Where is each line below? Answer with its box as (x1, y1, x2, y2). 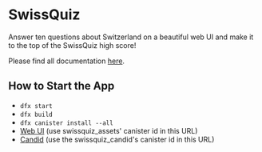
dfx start (19, 102, 54, 110)
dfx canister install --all (19, 118, 113, 127)
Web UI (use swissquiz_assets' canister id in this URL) (19, 126, 198, 135)
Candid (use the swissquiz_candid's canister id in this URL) (19, 134, 215, 144)
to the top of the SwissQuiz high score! (8, 40, 137, 50)
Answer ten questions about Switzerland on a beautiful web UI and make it (8, 32, 254, 42)
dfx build (19, 110, 54, 118)
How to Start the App (8, 79, 115, 93)
